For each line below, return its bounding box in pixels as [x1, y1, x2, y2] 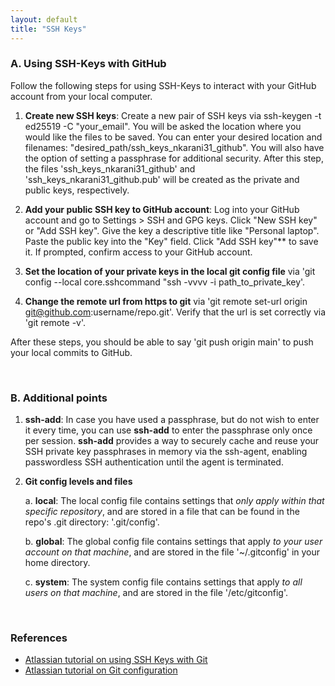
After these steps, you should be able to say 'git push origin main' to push [10, 336, 314, 348]
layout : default [10, 14, 78, 25]
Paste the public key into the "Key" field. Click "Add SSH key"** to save [24, 235, 319, 247]
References [10, 631, 68, 645]
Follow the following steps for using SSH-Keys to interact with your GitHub [10, 79, 317, 91]
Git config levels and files [24, 476, 133, 488]
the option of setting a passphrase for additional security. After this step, [24, 152, 324, 164]
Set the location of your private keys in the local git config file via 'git [24, 265, 316, 277]
